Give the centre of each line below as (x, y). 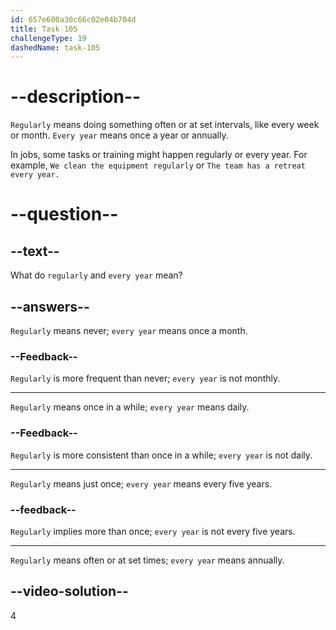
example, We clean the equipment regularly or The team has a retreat (158, 165)
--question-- (64, 214)
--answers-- (50, 306)
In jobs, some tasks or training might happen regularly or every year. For (159, 155)
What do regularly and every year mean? (96, 275)
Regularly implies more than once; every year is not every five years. (153, 531)
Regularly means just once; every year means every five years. (141, 483)
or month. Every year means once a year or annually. (119, 135)
